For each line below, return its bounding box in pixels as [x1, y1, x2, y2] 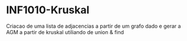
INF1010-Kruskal [6, 3, 90, 17]
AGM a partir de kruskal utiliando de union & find [6, 28, 124, 35]
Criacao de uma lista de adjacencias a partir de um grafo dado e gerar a [6, 23, 181, 29]
